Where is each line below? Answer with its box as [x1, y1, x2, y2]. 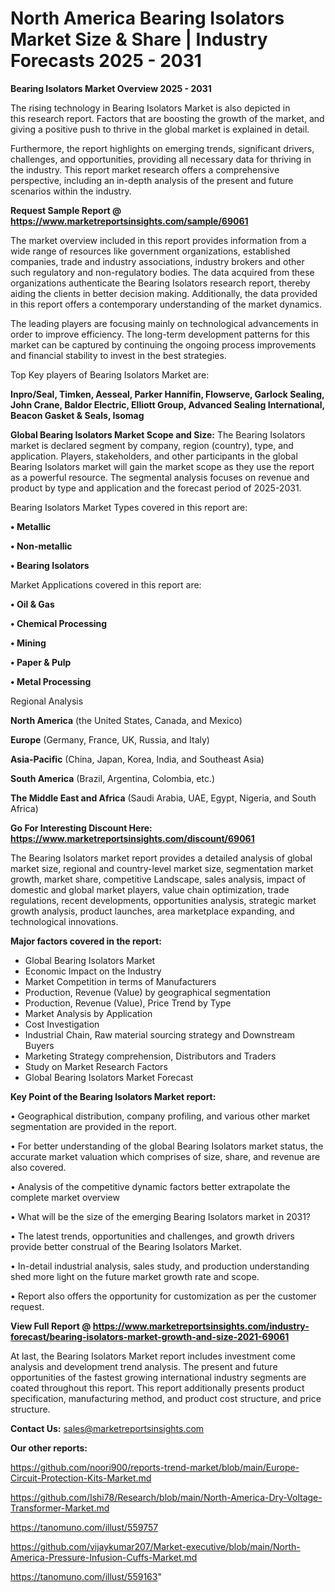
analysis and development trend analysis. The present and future [10, 1360, 278, 1372]
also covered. [10, 1161, 67, 1173]
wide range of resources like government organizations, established [10, 245, 291, 257]
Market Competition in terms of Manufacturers [24, 975, 217, 987]
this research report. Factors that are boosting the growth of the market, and [10, 112, 325, 124]
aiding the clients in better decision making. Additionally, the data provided [10, 287, 318, 299]
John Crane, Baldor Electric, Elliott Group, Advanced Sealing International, [10, 398, 325, 411]
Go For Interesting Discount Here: [10, 822, 153, 834]
